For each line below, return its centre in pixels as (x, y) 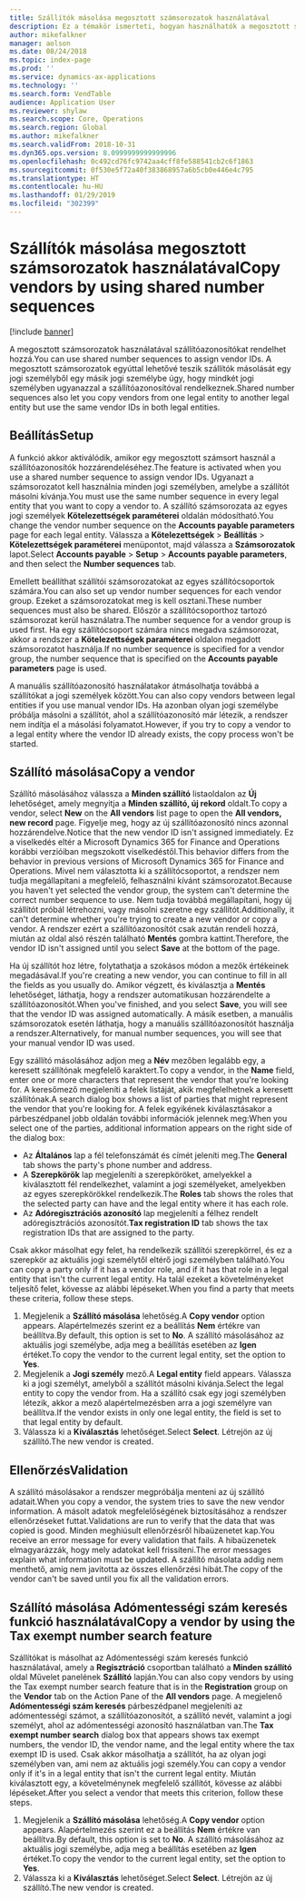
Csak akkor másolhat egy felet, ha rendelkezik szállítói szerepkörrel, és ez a (151, 1251)
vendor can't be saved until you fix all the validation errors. (119, 1579)
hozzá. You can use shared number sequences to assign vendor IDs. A (141, 359)
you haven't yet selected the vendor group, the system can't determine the (149, 890)
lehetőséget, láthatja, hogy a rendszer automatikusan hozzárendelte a (140, 995)
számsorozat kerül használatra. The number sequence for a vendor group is (150, 619)
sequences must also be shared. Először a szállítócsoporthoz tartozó (138, 610)
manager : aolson (40, 43)
